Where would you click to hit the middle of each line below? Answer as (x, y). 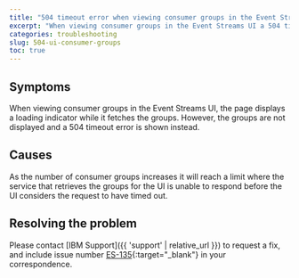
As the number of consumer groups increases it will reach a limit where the (147, 176)
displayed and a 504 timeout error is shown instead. (105, 127)
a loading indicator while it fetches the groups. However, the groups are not (148, 118)
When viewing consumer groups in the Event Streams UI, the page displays (147, 108)
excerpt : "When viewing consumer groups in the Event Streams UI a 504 (145, 26)
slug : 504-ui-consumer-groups (65, 42)
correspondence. (41, 264)
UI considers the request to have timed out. (89, 195)
